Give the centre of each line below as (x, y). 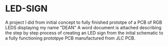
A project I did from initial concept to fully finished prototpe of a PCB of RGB (84, 22)
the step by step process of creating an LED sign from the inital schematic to (84, 33)
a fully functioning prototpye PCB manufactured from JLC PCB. (70, 38)
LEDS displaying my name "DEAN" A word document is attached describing (83, 27)
